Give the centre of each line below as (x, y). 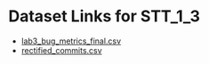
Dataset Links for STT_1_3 (104, 16)
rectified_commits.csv (62, 50)
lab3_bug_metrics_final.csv (71, 41)
